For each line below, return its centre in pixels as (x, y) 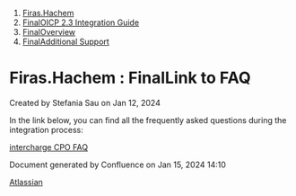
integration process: (46, 129)
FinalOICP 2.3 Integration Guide (81, 22)
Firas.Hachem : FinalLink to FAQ (130, 78)
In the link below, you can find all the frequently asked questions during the (148, 120)
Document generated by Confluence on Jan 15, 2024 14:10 (118, 165)
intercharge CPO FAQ (48, 147)
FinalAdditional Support (65, 41)
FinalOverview (49, 32)
